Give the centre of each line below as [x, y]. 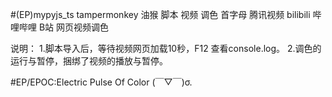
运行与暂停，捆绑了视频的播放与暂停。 [89, 61]
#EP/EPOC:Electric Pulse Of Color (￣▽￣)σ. [101, 82]
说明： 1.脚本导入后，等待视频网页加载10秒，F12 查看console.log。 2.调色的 [166, 48]
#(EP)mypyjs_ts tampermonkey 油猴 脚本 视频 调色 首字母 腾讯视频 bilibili [160, 14]
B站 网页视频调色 [74, 27]
